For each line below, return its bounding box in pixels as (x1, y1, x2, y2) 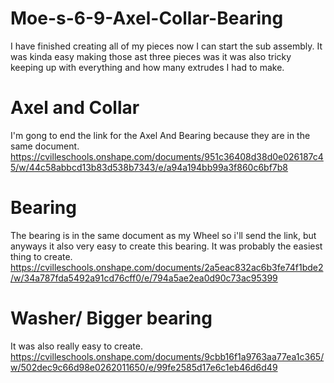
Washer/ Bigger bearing (10, 307, 213, 329)
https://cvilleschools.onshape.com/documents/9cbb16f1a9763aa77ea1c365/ (10, 350, 325, 362)
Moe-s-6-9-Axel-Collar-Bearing (10, 7, 284, 30)
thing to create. (10, 250, 73, 262)
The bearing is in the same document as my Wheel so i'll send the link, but (10, 229, 317, 241)
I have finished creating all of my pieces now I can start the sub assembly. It (10, 40, 323, 52)
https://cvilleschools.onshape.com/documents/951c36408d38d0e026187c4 (10, 150, 324, 162)
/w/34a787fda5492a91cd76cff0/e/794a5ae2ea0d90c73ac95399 (10, 272, 278, 284)
